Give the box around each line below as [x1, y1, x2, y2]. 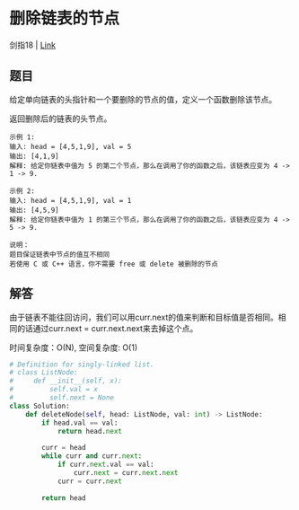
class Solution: [9, 401, 70, 410]
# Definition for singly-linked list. [9, 360, 154, 369]
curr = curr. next [57, 477, 123, 486]
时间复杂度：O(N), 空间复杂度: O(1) [9, 342, 138, 353]
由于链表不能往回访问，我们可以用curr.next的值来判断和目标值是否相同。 [9, 312, 278, 322]
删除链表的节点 [9, 8, 120, 29]
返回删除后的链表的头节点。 [9, 113, 112, 124]
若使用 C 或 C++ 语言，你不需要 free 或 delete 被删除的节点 [9, 259, 218, 268]
